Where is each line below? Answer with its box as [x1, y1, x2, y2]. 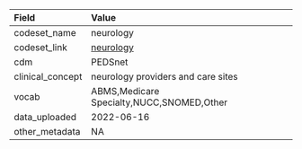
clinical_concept [13, 71, 83, 83]
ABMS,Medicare [91, 85, 160, 97]
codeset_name [13, 27, 76, 39]
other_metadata [13, 126, 81, 137]
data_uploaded [13, 111, 77, 123]
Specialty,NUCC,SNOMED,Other [91, 96, 228, 109]
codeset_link [13, 41, 67, 53]
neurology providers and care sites [91, 71, 238, 83]
